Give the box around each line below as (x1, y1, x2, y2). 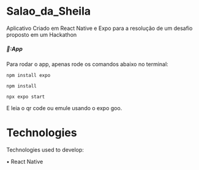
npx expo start (6, 94, 45, 100)
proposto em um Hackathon (6, 31, 77, 38)
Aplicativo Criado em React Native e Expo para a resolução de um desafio (6, 24, 193, 32)
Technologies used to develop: (6, 146, 84, 153)
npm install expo (6, 72, 51, 78)
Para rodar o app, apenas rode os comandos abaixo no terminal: (6, 60, 168, 68)
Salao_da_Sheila (6, 4, 91, 18)
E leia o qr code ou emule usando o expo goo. (6, 104, 122, 111)
